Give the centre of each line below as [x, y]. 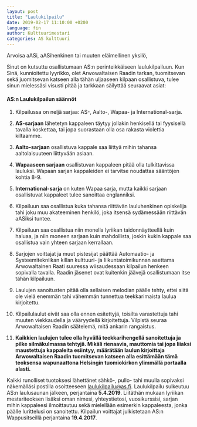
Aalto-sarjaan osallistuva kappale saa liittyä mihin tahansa [86, 147]
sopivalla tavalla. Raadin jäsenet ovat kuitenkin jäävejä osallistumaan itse [103, 273]
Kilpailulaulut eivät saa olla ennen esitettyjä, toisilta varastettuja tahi [96, 314]
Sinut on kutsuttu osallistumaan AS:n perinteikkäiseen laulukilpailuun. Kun [96, 67]
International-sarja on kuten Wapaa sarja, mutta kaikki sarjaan [91, 189]
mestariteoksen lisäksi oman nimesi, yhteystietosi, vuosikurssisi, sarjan [92, 399]
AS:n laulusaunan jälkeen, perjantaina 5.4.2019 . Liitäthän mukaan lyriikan [95, 393]
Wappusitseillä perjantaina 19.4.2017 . [52, 418]
